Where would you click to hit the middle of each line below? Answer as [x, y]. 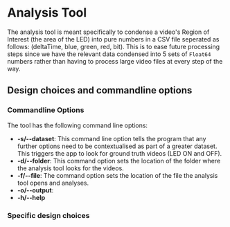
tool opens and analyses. [53, 183]
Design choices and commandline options [100, 90]
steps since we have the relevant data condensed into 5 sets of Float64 [109, 54]
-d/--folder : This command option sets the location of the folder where [119, 161]
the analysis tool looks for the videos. [71, 168]
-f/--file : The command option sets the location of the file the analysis [117, 175]
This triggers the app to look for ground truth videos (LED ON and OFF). [120, 153]
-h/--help [31, 197]
